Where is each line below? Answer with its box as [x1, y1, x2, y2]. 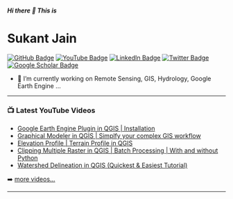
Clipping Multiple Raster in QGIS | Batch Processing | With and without [17, 146, 218, 155]
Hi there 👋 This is [7, 6, 57, 15]
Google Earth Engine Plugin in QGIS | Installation [17, 124, 155, 132]
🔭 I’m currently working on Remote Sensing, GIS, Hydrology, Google [17, 74, 212, 83]
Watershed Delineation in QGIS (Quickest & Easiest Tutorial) [17, 161, 188, 169]
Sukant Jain [7, 31, 78, 46]
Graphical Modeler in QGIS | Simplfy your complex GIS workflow [17, 131, 201, 139]
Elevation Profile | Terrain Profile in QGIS [17, 139, 133, 147]
